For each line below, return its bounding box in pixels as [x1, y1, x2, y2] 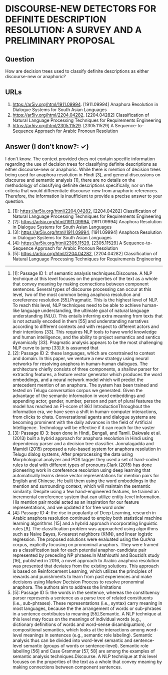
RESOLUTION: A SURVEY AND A [5, 25, 142, 36]
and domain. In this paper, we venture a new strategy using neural [12, 355, 149, 361]
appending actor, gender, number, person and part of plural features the [12, 398, 161, 404]
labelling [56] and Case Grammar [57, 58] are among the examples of [12, 648, 155, 654]
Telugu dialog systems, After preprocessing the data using [12, 451, 133, 457]
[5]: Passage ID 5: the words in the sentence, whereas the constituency [12, 589, 160, 595]
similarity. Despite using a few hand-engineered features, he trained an [12, 488, 159, 494]
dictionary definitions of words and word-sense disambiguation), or [12, 621, 151, 627]
